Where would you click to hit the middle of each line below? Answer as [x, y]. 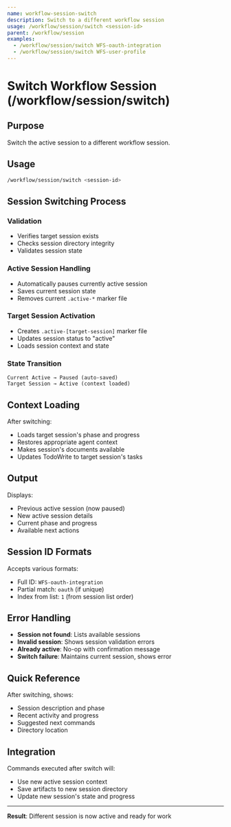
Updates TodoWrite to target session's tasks [80, 457]
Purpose [26, 126]
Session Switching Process [67, 201]
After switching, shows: [41, 695]
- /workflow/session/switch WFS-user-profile [80, 52]
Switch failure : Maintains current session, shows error [94, 657]
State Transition [34, 364]
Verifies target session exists [58, 236]
